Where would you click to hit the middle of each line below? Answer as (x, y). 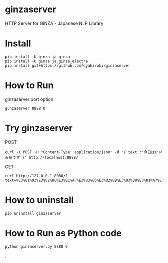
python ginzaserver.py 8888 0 (37, 246)
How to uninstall (39, 200)
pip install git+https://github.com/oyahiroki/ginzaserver (68, 65)
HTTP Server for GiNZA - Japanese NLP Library (54, 23)
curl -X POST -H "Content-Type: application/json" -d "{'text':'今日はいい (84, 152)
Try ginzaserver (39, 128)
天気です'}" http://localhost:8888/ (42, 157)
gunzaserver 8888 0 (25, 108)
